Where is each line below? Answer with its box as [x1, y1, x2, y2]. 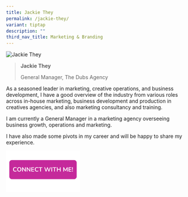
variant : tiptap [6, 22, 46, 28]
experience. [6, 139, 35, 146]
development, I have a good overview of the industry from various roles [6, 91, 178, 98]
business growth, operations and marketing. [6, 121, 112, 128]
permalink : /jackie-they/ [6, 15, 69, 22]
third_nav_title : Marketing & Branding [6, 34, 103, 40]
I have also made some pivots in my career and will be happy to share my [6, 133, 183, 140]
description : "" [6, 28, 46, 34]
